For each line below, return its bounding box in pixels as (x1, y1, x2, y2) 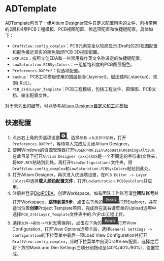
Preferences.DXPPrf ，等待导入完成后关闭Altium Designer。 (12, 140, 132, 146)
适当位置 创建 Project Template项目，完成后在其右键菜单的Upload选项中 (12, 205, 157, 211)
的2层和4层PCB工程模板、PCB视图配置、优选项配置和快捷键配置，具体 (5, 26, 149, 32)
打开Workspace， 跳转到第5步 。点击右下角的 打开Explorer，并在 (12, 199, 158, 205)
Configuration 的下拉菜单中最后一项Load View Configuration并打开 (12, 232, 148, 238)
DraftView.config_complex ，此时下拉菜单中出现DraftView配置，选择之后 (12, 238, 159, 244)
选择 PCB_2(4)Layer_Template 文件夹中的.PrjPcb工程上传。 (12, 211, 128, 217)
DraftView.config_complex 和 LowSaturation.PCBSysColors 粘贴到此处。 (12, 165, 153, 171)
